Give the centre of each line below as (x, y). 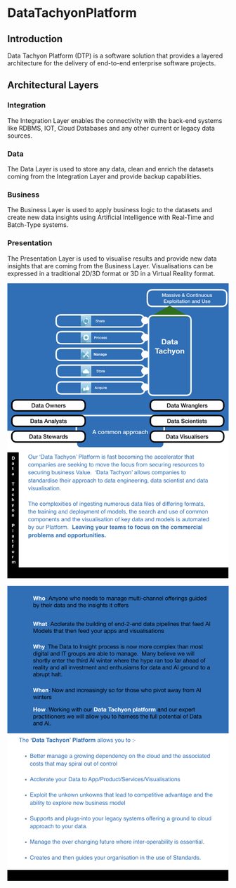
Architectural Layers (53, 85)
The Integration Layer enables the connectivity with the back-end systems (115, 120)
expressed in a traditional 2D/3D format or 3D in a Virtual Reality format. (111, 273)
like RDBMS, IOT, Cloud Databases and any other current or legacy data (111, 128)
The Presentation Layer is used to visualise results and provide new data (112, 259)
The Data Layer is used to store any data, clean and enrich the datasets (111, 169)
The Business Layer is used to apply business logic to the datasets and (110, 210)
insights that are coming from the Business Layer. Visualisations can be (110, 266)
